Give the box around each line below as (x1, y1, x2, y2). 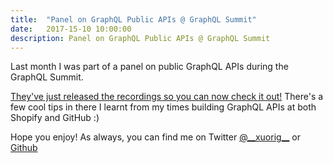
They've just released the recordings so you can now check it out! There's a (10, 91, 324, 103)
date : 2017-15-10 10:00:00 (10, 24, 132, 34)
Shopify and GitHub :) (10, 112, 100, 124)
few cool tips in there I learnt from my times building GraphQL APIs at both (10, 101, 317, 113)
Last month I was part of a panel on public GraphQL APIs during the (10, 61, 289, 73)
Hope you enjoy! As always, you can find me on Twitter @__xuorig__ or (10, 131, 301, 143)
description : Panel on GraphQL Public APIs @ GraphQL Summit (10, 33, 271, 43)
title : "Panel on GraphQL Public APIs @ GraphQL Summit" (10, 14, 257, 25)
